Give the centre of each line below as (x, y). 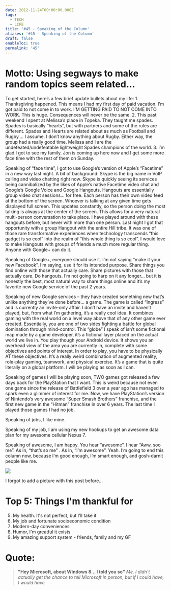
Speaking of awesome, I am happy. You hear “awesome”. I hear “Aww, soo (83, 445)
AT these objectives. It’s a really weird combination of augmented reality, (81, 356)
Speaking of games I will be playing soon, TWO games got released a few (83, 377)
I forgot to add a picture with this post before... (54, 481)
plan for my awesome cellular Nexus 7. (46, 435)
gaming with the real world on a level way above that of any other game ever (85, 318)
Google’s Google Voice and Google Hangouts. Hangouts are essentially (80, 190)
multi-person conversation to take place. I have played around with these (82, 217)
